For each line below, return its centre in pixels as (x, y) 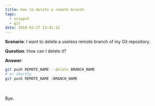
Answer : (14, 61)
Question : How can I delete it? (36, 51)
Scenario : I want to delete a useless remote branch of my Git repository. (78, 42)
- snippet (19, 19)
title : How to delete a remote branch (44, 10)
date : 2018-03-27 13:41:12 (33, 28)
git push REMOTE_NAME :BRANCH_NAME (41, 79)
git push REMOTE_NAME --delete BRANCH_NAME (50, 70)
